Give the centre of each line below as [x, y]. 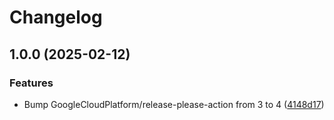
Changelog [56, 17]
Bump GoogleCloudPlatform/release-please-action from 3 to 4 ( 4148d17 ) [174, 104]
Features [31, 83]
